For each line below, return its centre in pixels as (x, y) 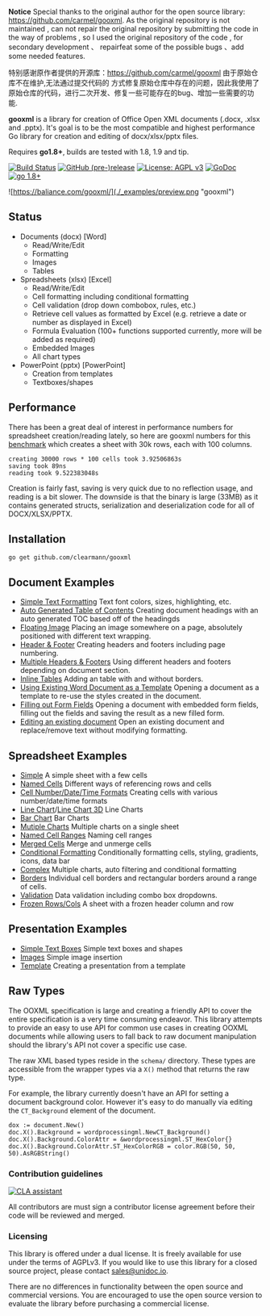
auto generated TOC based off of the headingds (100, 619)
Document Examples (62, 582)
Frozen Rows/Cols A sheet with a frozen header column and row (127, 904)
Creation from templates (73, 374)
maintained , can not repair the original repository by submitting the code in (134, 29)
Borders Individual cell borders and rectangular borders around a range (138, 878)
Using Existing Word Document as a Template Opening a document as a (139, 687)
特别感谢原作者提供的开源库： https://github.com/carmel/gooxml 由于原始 (130, 73)
